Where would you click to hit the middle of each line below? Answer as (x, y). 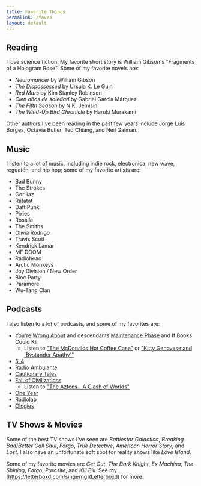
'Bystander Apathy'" (49, 354)
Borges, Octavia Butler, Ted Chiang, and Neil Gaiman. (72, 130)
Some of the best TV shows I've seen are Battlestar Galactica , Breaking (95, 439)
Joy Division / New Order (46, 271)
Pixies (22, 213)
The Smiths (29, 226)
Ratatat (24, 201)
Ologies (24, 406)
